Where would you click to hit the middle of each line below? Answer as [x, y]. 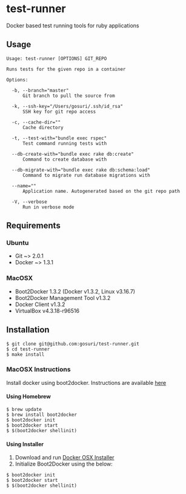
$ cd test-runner [28, 349]
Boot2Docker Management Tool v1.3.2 [63, 298]
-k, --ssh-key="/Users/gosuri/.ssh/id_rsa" [67, 106]
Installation [28, 330]
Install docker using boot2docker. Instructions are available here [86, 382]
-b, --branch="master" [40, 90]
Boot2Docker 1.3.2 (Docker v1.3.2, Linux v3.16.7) [75, 291]
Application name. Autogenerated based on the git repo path [101, 191]
